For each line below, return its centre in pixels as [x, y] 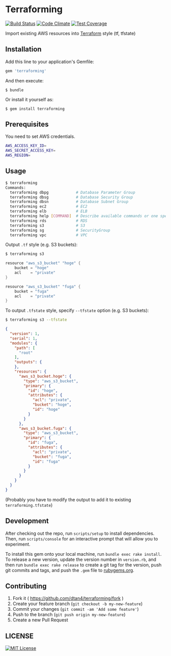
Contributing [26, 586]
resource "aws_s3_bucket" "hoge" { [43, 263]
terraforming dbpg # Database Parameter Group [73, 192]
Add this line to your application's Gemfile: [50, 62]
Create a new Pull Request [40, 620]
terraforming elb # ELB [49, 211]
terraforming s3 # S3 [48, 225]
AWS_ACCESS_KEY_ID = [26, 146]
